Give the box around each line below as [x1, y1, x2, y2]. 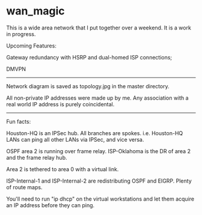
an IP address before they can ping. [6, 201, 95, 208]
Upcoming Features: [6, 42, 57, 49]
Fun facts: [6, 118, 31, 125]
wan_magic [6, 4, 65, 18]
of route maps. [6, 183, 43, 190]
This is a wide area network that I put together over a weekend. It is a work [6, 24, 191, 31]
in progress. [6, 30, 36, 37]
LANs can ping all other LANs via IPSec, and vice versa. [6, 136, 144, 143]
